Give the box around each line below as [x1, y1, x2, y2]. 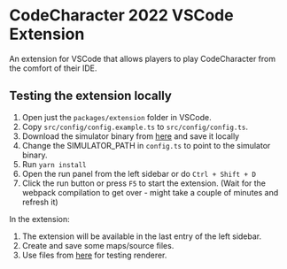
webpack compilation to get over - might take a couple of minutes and [21, 187, 279, 197]
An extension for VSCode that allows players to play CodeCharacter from [9, 53, 276, 64]
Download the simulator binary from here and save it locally [21, 130, 240, 142]
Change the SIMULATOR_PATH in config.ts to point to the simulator [21, 140, 271, 150]
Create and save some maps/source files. [21, 240, 175, 250]
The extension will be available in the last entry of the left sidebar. [21, 231, 262, 242]
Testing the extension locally [9, 88, 173, 104]
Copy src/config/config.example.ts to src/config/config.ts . [21, 121, 248, 132]
